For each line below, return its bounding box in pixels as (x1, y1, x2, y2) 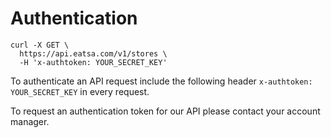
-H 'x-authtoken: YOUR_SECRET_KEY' (19, 57, 168, 67)
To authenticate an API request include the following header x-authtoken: (10, 75, 313, 87)
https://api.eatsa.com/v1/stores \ (19, 48, 168, 59)
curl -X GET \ (10, 40, 70, 50)
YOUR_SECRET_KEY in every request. (10, 85, 150, 97)
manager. (10, 115, 50, 127)
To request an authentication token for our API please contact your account (10, 105, 321, 117)
